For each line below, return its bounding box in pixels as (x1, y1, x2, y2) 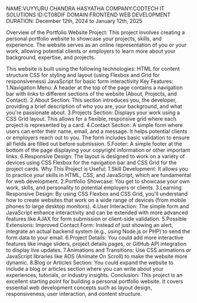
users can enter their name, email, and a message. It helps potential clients (6, 128, 188, 135)
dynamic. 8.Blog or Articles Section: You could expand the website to (6, 259, 173, 266)
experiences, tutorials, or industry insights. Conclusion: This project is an (6, 272, 183, 278)
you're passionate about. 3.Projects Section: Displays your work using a (6, 109, 181, 116)
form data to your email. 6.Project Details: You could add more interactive (6, 234, 184, 241)
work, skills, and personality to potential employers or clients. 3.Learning (6, 184, 182, 191)
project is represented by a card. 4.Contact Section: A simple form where (6, 122, 183, 128)
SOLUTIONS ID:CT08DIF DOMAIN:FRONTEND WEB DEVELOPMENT (6, 11, 171, 18)
